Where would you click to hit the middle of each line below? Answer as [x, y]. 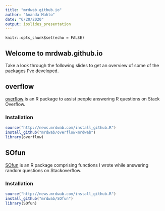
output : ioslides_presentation [38, 24]
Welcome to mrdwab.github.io [54, 53]
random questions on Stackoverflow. [43, 170]
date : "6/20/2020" [24, 19]
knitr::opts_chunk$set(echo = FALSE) [45, 38]
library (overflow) [24, 137]
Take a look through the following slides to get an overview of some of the [82, 66]
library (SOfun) [21, 203]
